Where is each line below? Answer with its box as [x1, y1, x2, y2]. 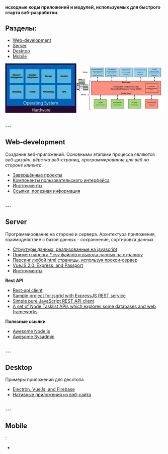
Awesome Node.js [12, 328, 50, 334]
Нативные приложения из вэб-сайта [12, 391, 92, 398]
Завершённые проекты [12, 172, 63, 178]
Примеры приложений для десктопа [5, 376, 84, 383]
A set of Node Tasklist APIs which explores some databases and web [12, 303, 156, 309]
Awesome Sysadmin [12, 333, 55, 339]
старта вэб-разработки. [5, 9, 59, 15]
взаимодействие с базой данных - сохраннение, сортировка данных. [5, 236, 155, 242]
